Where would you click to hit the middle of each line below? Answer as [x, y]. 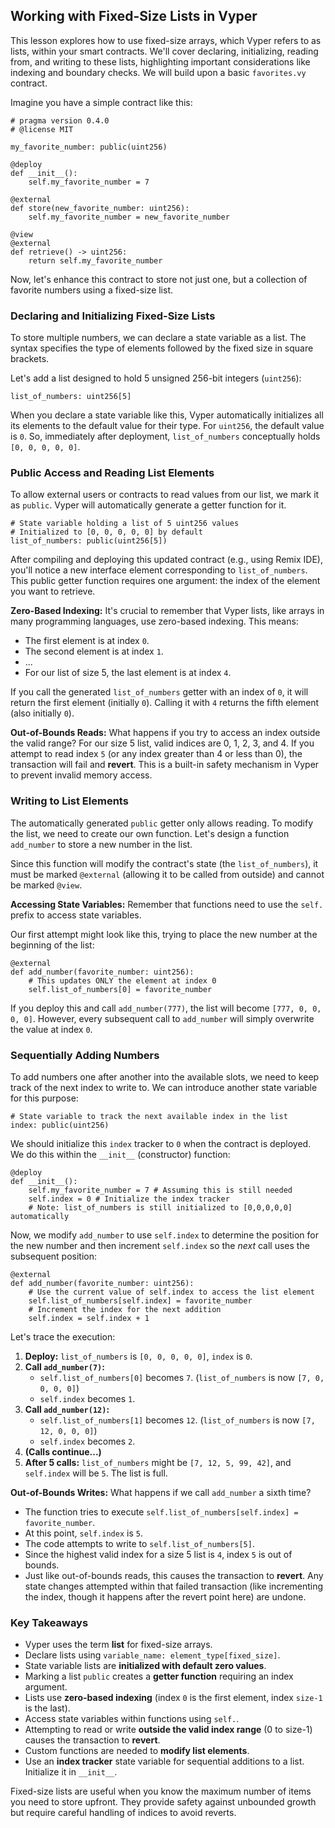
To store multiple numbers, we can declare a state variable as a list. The [158, 338]
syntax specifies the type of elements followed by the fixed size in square [162, 348]
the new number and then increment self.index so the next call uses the [160, 1245]
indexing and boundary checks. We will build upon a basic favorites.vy [158, 72]
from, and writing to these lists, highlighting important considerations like [160, 61]
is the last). [47, 1708]
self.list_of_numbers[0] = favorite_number [120, 989]
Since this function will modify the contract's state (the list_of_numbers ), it [164, 863]
